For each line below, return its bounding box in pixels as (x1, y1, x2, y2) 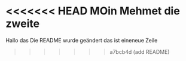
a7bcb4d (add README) (109, 48, 170, 55)
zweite (5, 17, 40, 30)
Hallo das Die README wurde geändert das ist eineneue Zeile (5, 36, 158, 44)
